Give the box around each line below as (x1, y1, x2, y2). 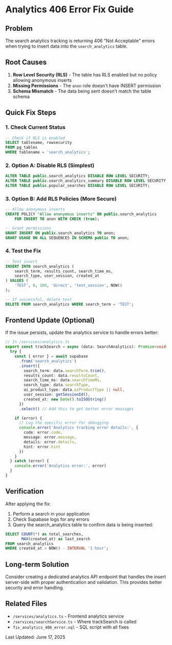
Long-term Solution (5, 560, 69, 568)
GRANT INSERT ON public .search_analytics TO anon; (5, 230, 116, 236)
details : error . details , (24, 439, 77, 445)
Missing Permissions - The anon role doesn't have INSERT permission (12, 82, 161, 88)
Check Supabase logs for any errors (12, 516, 90, 522)
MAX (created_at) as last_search (21, 536, 91, 541)
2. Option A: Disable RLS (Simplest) (5, 162, 95, 169)
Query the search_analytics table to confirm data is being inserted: (12, 521, 154, 527)
